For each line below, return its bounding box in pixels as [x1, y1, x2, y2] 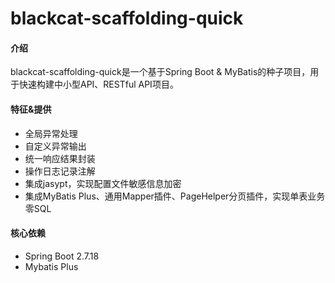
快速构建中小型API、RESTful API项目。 [18, 78, 179, 91]
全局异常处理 [24, 127, 78, 139]
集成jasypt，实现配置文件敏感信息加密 [24, 177, 182, 189]
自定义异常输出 [24, 140, 87, 152]
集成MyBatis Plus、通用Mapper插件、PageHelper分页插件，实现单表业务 [24, 190, 326, 202]
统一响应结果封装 [24, 152, 96, 164]
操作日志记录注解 [24, 165, 96, 177]
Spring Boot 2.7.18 [24, 250, 100, 262]
